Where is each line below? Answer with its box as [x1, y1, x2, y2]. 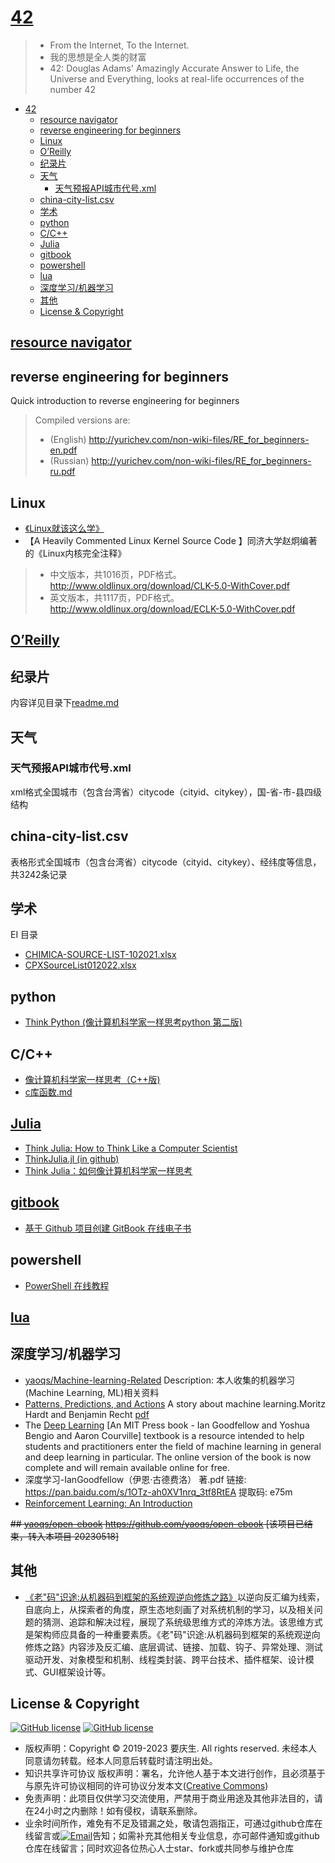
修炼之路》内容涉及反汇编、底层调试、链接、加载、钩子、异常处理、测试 [24, 1641, 323, 1653]
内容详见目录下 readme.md [10, 697, 120, 709]
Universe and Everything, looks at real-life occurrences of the [49, 72, 305, 85]
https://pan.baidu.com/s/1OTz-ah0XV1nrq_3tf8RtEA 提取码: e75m [24, 1486, 293, 1498]
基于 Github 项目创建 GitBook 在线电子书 [24, 1222, 192, 1234]
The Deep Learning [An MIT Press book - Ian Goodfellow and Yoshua [24, 1419, 310, 1431]
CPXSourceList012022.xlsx [24, 959, 137, 971]
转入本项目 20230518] [27, 1530, 120, 1542]
